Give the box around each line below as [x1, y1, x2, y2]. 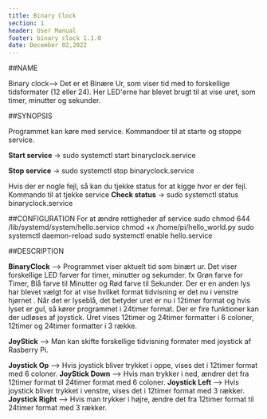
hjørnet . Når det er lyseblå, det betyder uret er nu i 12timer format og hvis [8, 296, 251, 306]
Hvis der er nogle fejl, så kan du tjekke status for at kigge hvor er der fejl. [8, 181, 248, 192]
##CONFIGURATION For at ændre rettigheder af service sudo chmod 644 [8, 214, 250, 223]
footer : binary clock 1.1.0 [8, 34, 102, 42]
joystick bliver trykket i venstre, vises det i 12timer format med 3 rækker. [8, 386, 245, 396]
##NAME [8, 63, 38, 73]
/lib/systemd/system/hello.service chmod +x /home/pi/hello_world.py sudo [8, 223, 255, 232]
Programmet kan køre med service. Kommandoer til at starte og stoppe [8, 127, 241, 136]
